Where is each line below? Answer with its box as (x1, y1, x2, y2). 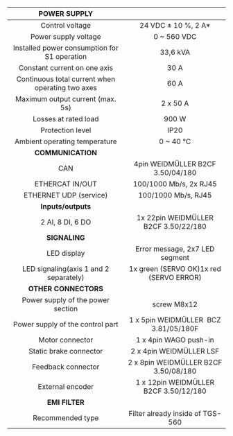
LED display (46, 249, 85, 258)
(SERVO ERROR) (148, 273, 202, 282)
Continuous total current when (16, 74, 116, 84)
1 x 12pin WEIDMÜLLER (135, 378, 215, 387)
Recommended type (32, 413, 99, 422)
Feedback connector (32, 362, 100, 372)
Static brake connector (28, 347, 103, 356)
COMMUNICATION (34, 148, 97, 157)
